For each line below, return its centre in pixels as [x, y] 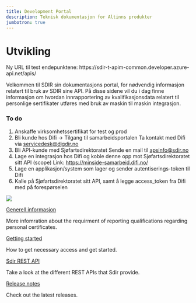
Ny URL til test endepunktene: [42, 67]
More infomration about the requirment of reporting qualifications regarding [97, 221]
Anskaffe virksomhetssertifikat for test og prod [71, 131]
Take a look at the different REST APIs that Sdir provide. [73, 272]
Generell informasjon [31, 209]
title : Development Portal [39, 11]
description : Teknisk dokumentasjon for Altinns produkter [79, 17]
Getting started [24, 238]
